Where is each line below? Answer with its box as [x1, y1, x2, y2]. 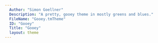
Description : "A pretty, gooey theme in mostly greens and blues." [9, 12, 154, 17]
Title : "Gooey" [9, 26, 41, 31]
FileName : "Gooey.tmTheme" [9, 16, 66, 21]
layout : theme [9, 30, 39, 35]
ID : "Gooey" [9, 21, 35, 26]
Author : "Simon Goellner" [9, 7, 64, 12]
